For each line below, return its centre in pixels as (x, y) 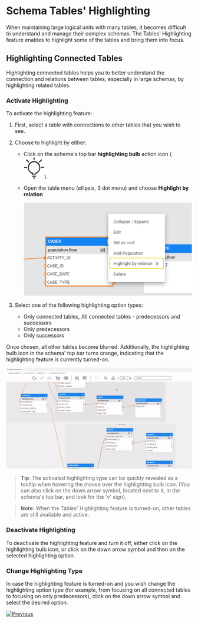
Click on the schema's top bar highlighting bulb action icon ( (98, 154)
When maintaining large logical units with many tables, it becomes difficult (96, 27)
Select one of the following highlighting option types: (79, 305)
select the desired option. (37, 603)
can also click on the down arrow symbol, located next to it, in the (100, 491)
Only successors (44, 335)
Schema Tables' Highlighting (78, 11)
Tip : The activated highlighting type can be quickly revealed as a (99, 478)
